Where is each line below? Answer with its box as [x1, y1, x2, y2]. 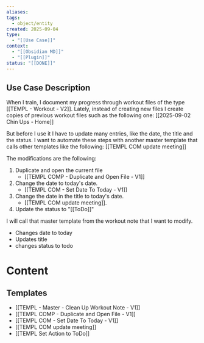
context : [6, 43, 29, 49]
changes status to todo [15, 242, 73, 250]
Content [6, 264, 49, 278]
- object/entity [12, 20, 53, 26]
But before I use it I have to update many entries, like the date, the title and [6, 130, 193, 137]
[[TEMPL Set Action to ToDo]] [15, 330, 90, 338]
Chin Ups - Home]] [6, 118, 54, 126]
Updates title [15, 236, 47, 243]
